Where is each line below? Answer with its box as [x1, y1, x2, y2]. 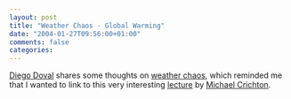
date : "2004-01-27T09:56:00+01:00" [9, 29, 141, 38]
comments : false [9, 37, 69, 47]
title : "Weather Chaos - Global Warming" [9, 21, 166, 30]
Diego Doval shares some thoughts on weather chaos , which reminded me [9, 70, 283, 80]
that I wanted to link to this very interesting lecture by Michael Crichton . [9, 80, 271, 90]
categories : [9, 46, 53, 55]
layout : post [9, 12, 58, 22]
